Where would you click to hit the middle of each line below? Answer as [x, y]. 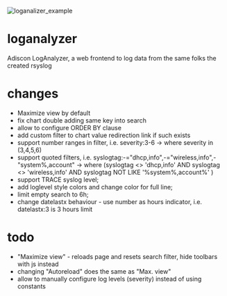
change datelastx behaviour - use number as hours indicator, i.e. [110, 201]
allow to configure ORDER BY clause [69, 127]
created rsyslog [30, 65]
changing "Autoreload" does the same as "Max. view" [94, 271]
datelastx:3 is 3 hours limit [55, 209]
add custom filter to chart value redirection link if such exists [104, 135]
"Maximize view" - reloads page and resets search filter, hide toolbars [117, 256]
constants [32, 286]
